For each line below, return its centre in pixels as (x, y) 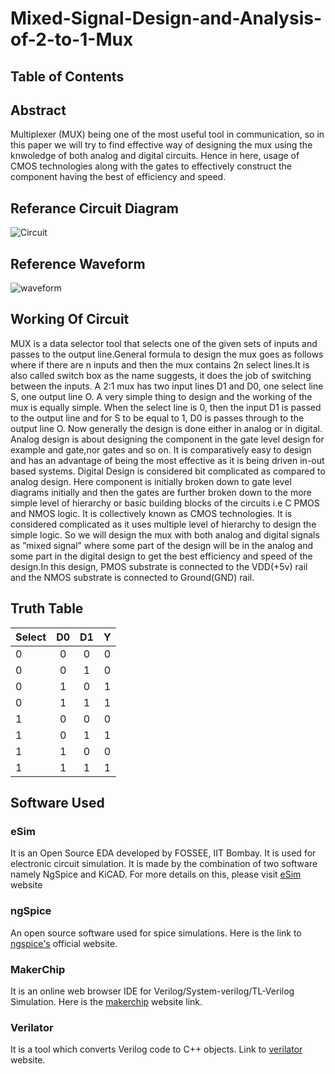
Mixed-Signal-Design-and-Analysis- (166, 18)
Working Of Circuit (70, 319)
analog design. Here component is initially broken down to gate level (151, 481)
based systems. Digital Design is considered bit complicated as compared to (168, 471)
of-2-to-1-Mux (72, 39)
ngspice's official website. (64, 943)
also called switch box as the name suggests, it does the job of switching (161, 375)
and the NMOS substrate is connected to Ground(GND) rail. (132, 577)
